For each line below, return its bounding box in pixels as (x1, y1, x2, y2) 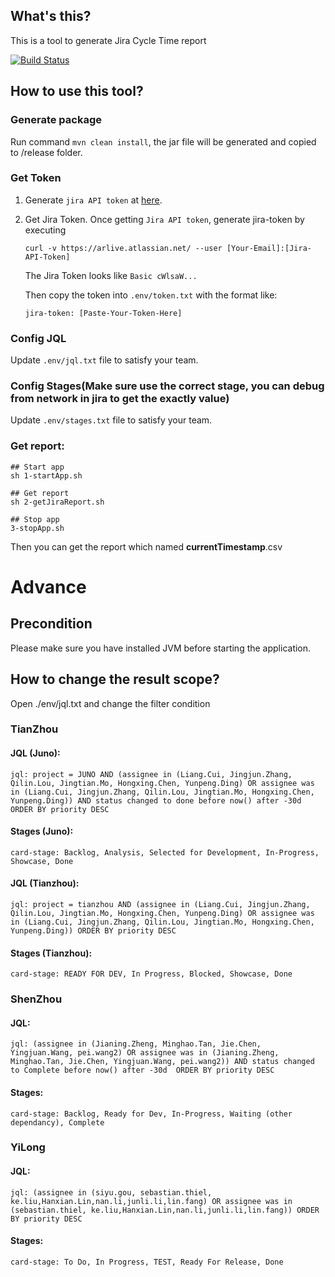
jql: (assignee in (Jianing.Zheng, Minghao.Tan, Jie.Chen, (10, 1039, 262, 1049)
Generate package (10, 113, 103, 127)
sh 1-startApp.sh (10, 470, 83, 481)
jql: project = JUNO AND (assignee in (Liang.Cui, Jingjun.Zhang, (10, 769, 293, 779)
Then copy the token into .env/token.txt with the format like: (24, 289, 278, 301)
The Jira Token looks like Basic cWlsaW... (24, 269, 198, 281)
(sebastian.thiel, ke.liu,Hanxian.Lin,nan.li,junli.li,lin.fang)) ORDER (10, 1205, 320, 1215)
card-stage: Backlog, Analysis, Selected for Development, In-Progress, (10, 847, 320, 858)
